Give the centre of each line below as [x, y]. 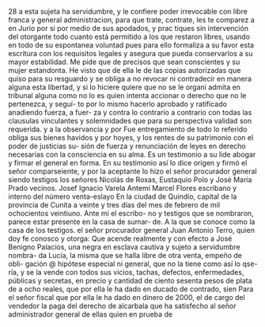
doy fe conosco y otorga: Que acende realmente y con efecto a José [120, 238]
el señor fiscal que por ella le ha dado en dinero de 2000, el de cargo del [127, 297]
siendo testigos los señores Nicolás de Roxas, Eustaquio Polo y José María [130, 180]
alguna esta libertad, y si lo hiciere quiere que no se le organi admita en [125, 87]
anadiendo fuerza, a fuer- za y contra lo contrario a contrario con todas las [130, 112]
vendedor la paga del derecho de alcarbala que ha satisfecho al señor [122, 306]
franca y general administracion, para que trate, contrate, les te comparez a [131, 20]
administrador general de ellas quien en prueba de [90, 314]
